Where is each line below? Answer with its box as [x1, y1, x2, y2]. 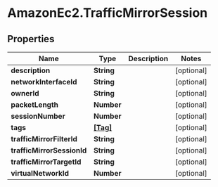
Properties [7, 33, 55, 45]
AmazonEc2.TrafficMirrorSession [7, 5, 208, 21]
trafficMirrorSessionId [11, 146, 87, 155]
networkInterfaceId [11, 77, 77, 86]
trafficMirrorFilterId [11, 134, 77, 143]
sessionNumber [11, 111, 65, 121]
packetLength [11, 100, 58, 110]
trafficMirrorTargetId [11, 157, 82, 167]
